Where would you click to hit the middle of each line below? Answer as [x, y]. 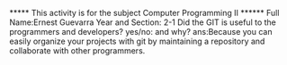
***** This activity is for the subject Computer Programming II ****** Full [144, 13]
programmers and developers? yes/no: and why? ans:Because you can [141, 32]
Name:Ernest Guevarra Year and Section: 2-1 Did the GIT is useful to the [143, 22]
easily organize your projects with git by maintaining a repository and [137, 41]
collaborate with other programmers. [77, 51]
